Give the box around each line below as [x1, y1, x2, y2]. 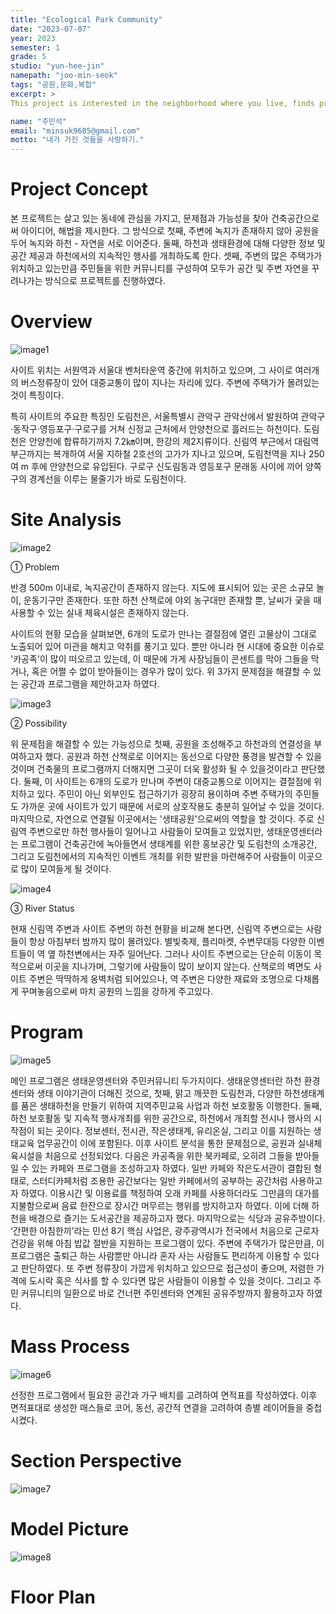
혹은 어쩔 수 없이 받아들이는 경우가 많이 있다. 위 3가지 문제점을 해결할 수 [31, 665, 312, 677]
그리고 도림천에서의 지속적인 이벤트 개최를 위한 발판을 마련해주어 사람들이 [10, 850, 297, 862]
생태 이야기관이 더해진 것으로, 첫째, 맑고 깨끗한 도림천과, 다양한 [36, 1087, 282, 1099]
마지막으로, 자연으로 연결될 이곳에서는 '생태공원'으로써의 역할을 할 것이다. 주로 [10, 812, 315, 825]
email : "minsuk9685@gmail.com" [10, 126, 141, 136]
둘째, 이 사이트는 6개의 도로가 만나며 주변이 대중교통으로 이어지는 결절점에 [23, 775, 312, 787]
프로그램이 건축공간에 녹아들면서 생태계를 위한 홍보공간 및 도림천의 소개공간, [20, 837, 318, 850]
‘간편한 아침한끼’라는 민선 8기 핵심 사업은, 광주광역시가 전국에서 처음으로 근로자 [10, 1224, 320, 1236]
